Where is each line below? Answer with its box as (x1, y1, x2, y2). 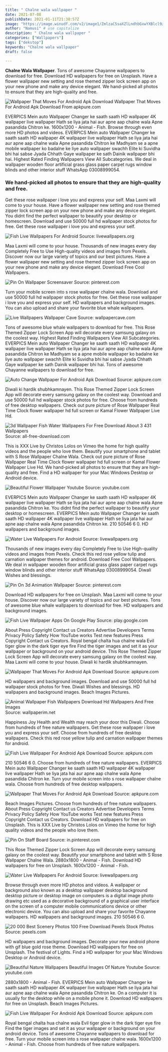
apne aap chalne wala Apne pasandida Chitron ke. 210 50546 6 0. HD (5, 520, 148, 527)
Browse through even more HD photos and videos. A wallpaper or (5, 882, 141, 888)
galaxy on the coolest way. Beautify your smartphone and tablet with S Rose (5, 852, 162, 858)
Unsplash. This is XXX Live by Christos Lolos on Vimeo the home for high (5, 822, 156, 828)
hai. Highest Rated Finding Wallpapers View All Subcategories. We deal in (5, 156, 156, 162)
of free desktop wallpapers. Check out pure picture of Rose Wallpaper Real (5, 402, 160, 408)
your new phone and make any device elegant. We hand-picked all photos (5, 83, 158, 89)
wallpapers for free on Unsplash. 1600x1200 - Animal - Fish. (5, 862, 129, 868)
